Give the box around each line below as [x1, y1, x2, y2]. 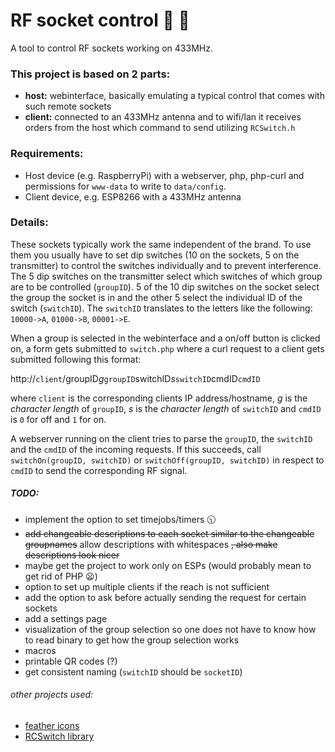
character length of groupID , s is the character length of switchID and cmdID [10, 402, 322, 414]
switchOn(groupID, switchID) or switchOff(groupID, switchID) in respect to [10, 454, 325, 466]
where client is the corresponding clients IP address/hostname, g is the [10, 392, 308, 404]
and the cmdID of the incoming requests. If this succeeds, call [10, 443, 262, 455]
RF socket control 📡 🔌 [10, 9, 190, 32]
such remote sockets [24, 100, 112, 113]
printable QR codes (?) [24, 655, 118, 667]
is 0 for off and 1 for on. [10, 413, 107, 425]
